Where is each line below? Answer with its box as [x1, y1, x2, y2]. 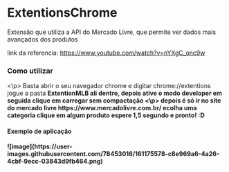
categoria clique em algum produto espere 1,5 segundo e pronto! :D [7, 111, 205, 119]
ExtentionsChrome [7, 5, 118, 21]
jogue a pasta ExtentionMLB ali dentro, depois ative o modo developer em [7, 89, 223, 98]
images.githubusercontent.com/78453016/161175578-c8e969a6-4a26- [7, 150, 220, 158]
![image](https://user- [7, 142, 73, 150]
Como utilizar [7, 66, 53, 76]
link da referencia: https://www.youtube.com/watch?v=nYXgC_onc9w [7, 49, 205, 57]
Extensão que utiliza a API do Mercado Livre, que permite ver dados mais [7, 28, 217, 36]
